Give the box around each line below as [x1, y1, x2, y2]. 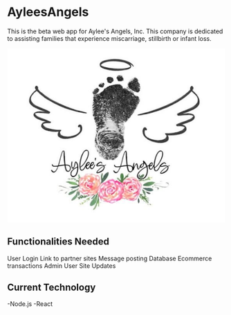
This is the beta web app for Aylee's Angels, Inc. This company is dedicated [7, 27, 223, 35]
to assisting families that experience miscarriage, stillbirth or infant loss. [7, 34, 212, 42]
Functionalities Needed [7, 236, 109, 248]
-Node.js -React [7, 300, 53, 308]
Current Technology [7, 281, 96, 293]
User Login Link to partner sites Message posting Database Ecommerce [7, 254, 212, 262]
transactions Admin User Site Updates [7, 261, 116, 270]
